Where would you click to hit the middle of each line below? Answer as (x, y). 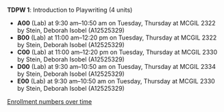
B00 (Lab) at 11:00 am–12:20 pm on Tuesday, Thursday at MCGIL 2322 (117, 38)
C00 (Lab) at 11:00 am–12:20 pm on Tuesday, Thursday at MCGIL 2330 (117, 52)
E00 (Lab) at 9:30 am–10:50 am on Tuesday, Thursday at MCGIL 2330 (116, 81)
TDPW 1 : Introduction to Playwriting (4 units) (70, 10)
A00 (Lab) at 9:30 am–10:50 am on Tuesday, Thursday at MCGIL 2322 (116, 23)
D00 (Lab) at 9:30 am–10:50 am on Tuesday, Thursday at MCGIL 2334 (116, 67)
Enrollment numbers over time (50, 101)
